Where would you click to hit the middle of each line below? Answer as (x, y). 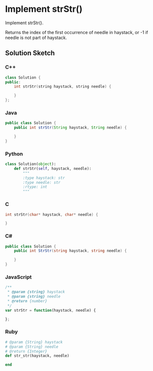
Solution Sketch (30, 53)
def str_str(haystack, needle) (37, 356)
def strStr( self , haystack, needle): (53, 168)
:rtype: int (35, 187)
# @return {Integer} (26, 351)
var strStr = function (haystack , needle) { (51, 310)
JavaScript (19, 277)
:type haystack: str (44, 178)
